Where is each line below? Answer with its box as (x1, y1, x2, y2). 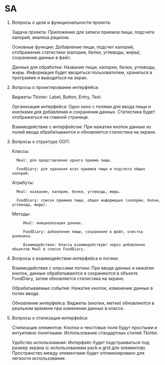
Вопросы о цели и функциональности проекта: (11, 19, 111, 25)
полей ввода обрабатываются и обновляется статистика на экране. (11, 129, 157, 135)
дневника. (11, 233, 33, 238)
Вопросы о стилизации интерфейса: (11, 315, 89, 321)
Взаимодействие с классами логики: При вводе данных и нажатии (11, 265, 154, 271)
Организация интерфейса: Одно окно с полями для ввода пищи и (11, 103, 151, 109)
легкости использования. (11, 355, 66, 361)
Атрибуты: (11, 179, 34, 185)
